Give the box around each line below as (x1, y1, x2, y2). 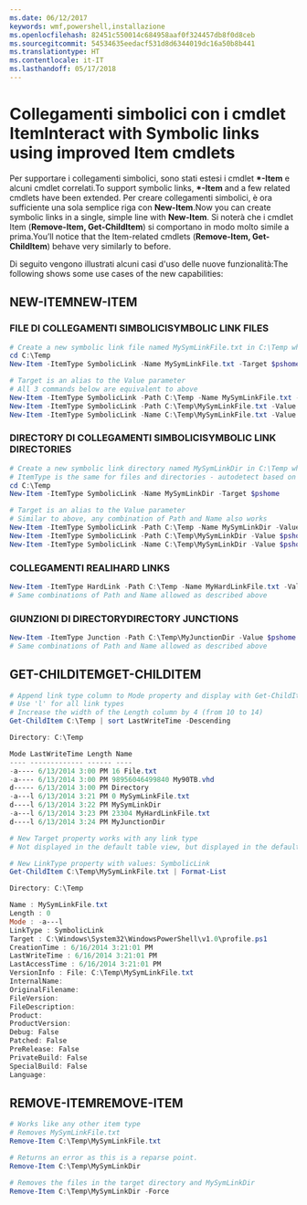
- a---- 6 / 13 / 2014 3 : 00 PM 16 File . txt (9, 766, 157, 776)
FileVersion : (9, 993, 59, 1003)
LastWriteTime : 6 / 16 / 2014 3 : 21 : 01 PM (9, 951, 157, 960)
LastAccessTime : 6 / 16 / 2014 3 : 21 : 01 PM (9, 960, 162, 969)
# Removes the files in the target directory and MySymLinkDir (9, 1178, 256, 1188)
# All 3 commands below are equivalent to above (9, 385, 198, 394)
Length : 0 (9, 909, 51, 918)
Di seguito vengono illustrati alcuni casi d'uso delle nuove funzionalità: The (9, 258, 289, 270)
